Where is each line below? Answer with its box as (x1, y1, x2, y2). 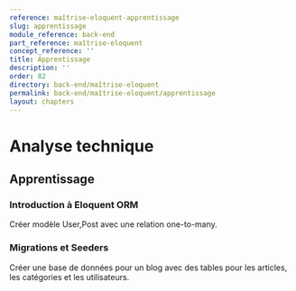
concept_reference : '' (9, 47, 95, 56)
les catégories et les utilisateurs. (9, 271, 130, 282)
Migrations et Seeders (9, 241, 109, 254)
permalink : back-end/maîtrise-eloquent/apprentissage (9, 88, 217, 97)
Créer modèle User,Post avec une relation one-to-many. (9, 219, 218, 230)
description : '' (9, 64, 70, 73)
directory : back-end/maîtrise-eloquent (9, 80, 160, 89)
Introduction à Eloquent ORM (9, 198, 139, 211)
